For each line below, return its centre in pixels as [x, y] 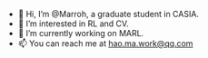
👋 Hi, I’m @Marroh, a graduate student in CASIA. [109, 14]
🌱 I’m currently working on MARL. [81, 33]
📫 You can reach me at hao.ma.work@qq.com [105, 43]
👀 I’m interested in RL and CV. [73, 24]
